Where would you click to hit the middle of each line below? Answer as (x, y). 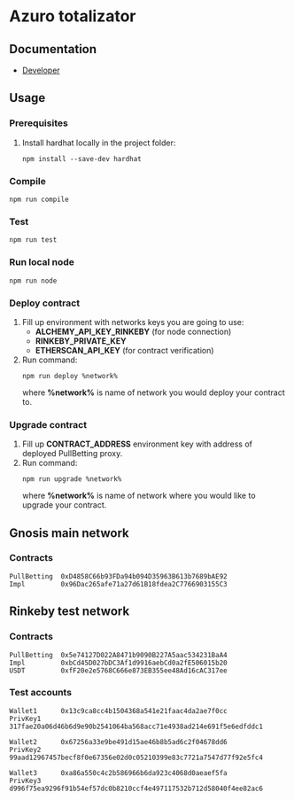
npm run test (33, 240)
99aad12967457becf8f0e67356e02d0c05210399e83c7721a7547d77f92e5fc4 (136, 757)
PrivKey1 (25, 718)
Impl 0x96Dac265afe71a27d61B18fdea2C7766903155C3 (118, 584)
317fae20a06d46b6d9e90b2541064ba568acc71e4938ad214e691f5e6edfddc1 (136, 726)
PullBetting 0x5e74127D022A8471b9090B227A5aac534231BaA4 (118, 655)
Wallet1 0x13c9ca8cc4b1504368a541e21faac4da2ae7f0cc (118, 711)
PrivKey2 (25, 750)
